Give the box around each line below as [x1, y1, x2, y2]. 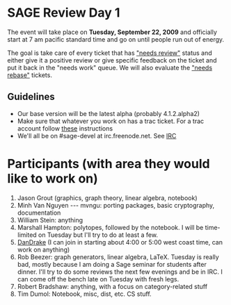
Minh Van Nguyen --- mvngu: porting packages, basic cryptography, [17, 201, 215, 209]
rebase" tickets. [7, 71, 52, 79]
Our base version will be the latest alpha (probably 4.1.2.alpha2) [17, 109, 200, 117]
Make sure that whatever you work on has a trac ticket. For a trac [17, 117, 205, 125]
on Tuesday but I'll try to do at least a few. [38, 231, 159, 239]
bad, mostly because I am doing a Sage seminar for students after [17, 260, 207, 268]
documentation [17, 208, 61, 217]
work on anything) [17, 245, 70, 254]
